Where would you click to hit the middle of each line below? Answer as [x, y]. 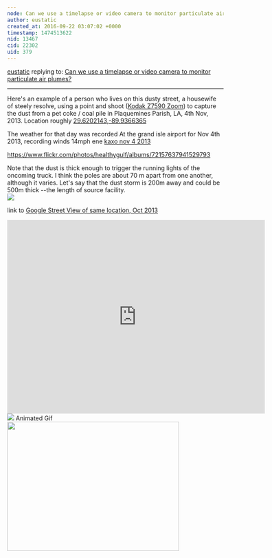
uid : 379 [20, 52]
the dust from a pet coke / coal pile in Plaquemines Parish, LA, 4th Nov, [108, 113]
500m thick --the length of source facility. [66, 189]
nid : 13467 [23, 39]
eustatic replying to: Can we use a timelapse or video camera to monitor [109, 71]
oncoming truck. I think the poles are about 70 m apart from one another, [110, 175]
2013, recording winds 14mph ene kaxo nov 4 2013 [79, 141]
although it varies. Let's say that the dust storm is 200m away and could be [114, 183]
